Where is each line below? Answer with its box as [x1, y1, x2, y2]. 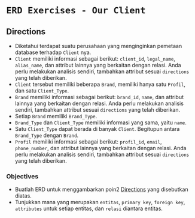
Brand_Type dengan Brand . [14, 132, 79, 139]
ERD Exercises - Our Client [6, 5, 146, 16]
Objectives [6, 172, 39, 180]
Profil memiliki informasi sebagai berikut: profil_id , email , [14, 138, 162, 145]
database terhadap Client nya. [14, 49, 92, 56]
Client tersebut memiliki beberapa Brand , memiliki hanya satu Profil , [14, 80, 185, 88]
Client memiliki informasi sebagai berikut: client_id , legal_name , [14, 55, 175, 62]
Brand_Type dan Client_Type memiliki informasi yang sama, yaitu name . [14, 119, 187, 126]
